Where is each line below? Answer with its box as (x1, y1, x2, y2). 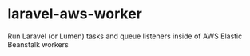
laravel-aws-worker (7, 5, 143, 23)
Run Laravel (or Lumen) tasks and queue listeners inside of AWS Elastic (7, 31, 243, 41)
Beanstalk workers (7, 39, 69, 49)
